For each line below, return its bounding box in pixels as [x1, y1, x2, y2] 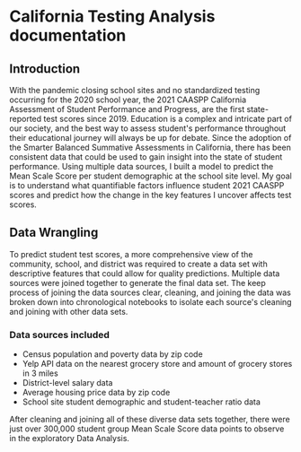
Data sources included [9, 328, 111, 341]
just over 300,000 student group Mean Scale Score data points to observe [9, 423, 285, 434]
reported [9, 114, 42, 124]
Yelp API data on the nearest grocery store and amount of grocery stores [22, 359, 293, 369]
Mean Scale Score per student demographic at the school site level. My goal [9, 170, 292, 181]
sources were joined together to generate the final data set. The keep [9, 277, 267, 288]
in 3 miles [22, 368, 58, 378]
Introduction [9, 61, 81, 76]
